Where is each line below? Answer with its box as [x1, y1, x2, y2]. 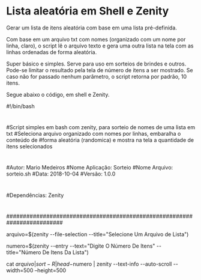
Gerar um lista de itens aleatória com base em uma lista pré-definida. [6, 24, 177, 31]
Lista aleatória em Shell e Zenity [6, 4, 169, 18]
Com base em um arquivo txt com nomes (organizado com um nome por [6, 35, 186, 43]
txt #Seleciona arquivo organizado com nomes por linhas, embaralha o [6, 130, 181, 138]
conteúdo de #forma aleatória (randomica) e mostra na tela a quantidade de [6, 136, 194, 144]
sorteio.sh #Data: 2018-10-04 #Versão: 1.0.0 [6, 170, 116, 178]
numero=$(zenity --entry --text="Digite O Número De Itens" [6, 242, 155, 249]
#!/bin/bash [6, 102, 35, 109]
